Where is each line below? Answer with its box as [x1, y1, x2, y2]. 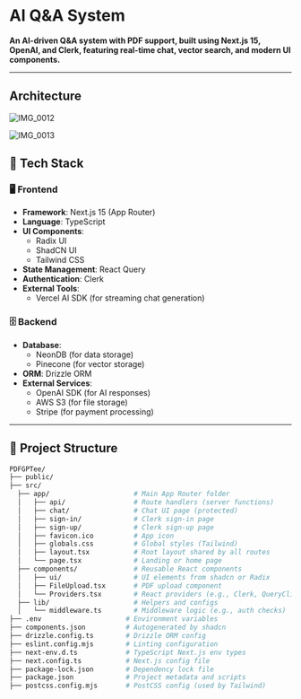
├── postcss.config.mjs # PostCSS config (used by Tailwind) [9, 681, 267, 691]
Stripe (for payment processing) [35, 406, 154, 417]
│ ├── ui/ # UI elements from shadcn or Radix [17, 572, 271, 581]
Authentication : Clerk [21, 274, 105, 284]
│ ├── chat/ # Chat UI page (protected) [17, 506, 239, 515]
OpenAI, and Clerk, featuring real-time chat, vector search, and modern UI [9, 44, 291, 55]
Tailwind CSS [35, 255, 85, 266]
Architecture [9, 89, 82, 104]
